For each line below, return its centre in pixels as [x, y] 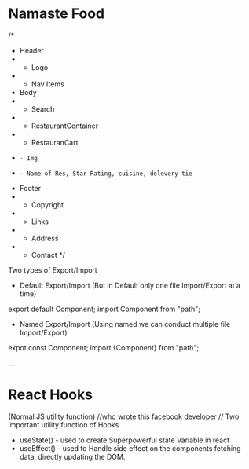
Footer [30, 188]
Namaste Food [56, 14]
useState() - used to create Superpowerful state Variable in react [124, 440]
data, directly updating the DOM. [72, 456]
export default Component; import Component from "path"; [104, 309]
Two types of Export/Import [53, 270]
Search [43, 109]
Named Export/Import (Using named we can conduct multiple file [125, 324]
